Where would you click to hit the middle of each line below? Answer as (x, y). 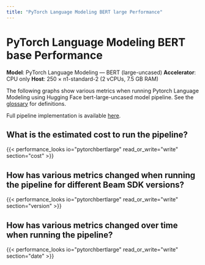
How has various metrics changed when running (101, 175)
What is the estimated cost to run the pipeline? (97, 134)
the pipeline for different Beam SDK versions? (95, 185)
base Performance (54, 55)
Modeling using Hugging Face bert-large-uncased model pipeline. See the (100, 97)
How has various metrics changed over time (92, 225)
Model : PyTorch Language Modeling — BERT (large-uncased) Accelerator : (101, 72)
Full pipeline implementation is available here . (64, 115)
